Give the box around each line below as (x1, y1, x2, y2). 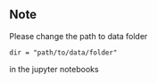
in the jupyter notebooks (9, 63, 100, 74)
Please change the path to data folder (9, 30, 148, 41)
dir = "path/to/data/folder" (9, 48, 118, 57)
